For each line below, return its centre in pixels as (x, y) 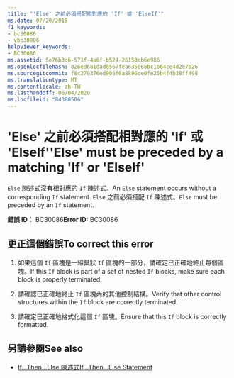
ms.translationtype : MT (43, 80)
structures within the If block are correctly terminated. (98, 301)
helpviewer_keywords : (39, 47)
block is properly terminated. (60, 279)
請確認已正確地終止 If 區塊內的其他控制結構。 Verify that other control (119, 294)
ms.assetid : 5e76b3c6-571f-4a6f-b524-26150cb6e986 (84, 60)
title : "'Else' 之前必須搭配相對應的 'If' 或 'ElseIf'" (86, 14)
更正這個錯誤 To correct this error (80, 244)
